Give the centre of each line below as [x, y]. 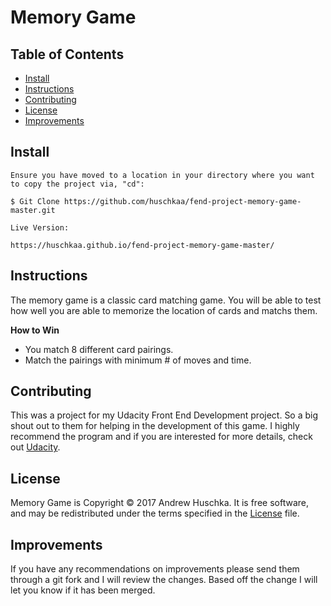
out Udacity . [35, 447]
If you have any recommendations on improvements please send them [155, 569]
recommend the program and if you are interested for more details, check [161, 437]
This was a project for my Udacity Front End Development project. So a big [164, 415]
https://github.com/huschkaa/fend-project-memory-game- [182, 201]
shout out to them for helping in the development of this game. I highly [155, 426]
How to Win [35, 330]
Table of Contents [67, 54]
